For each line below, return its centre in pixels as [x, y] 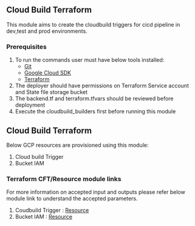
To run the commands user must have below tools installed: [90, 60]
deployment [30, 105]
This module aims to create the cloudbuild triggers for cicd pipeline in [93, 24]
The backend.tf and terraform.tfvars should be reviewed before [94, 99]
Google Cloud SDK [48, 73]
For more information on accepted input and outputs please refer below [96, 192]
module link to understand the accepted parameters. [72, 199]
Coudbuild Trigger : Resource [52, 210]
